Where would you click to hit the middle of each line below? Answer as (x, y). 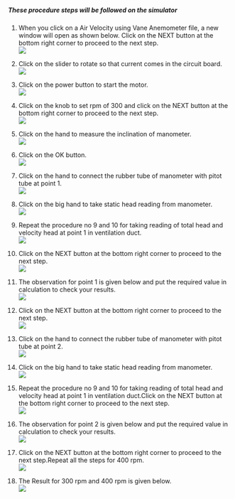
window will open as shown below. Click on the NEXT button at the (116, 35)
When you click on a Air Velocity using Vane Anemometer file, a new (119, 28)
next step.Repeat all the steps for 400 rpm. (81, 460)
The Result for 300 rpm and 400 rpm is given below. (95, 481)
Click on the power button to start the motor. (83, 85)
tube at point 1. (40, 183)
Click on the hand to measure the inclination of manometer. (105, 134)
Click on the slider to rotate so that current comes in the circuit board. (120, 63)
